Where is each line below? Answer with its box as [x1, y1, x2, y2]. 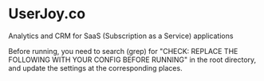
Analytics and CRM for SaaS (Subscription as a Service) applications [8, 31, 234, 40]
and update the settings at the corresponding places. [8, 63, 183, 72]
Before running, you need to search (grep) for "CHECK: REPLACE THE [8, 46, 238, 56]
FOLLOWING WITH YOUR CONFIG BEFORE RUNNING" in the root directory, [8, 55, 257, 64]
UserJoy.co [8, 5, 86, 23]
